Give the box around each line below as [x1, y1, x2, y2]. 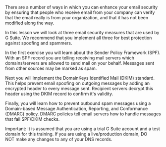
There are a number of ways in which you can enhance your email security [5, 4, 158, 10]
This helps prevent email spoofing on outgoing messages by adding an [5, 80, 150, 86]
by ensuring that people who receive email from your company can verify [5, 9, 155, 15]
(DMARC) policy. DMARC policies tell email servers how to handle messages [5, 111, 161, 117]
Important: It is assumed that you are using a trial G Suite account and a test [5, 126, 160, 132]
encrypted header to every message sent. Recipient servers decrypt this [5, 86, 154, 91]
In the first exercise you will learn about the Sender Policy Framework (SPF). [5, 49, 161, 55]
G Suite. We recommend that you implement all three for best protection [5, 35, 152, 41]
